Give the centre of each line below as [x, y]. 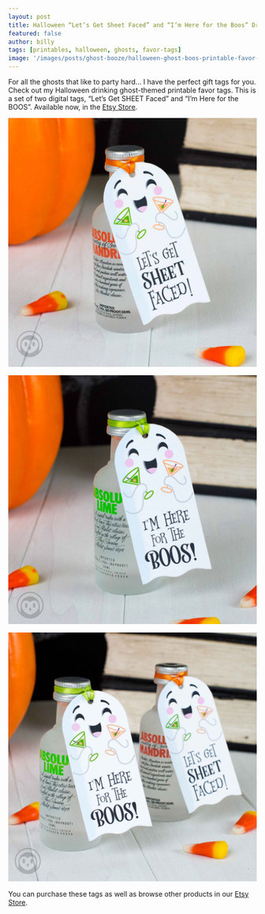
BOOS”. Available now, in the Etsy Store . [73, 107]
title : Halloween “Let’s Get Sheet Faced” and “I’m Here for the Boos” [128, 25]
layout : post [30, 17]
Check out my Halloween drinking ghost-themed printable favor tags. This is [132, 90]
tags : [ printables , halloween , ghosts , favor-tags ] [95, 50]
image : [19, 58]
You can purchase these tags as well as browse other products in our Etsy [129, 894]
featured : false [35, 33]
